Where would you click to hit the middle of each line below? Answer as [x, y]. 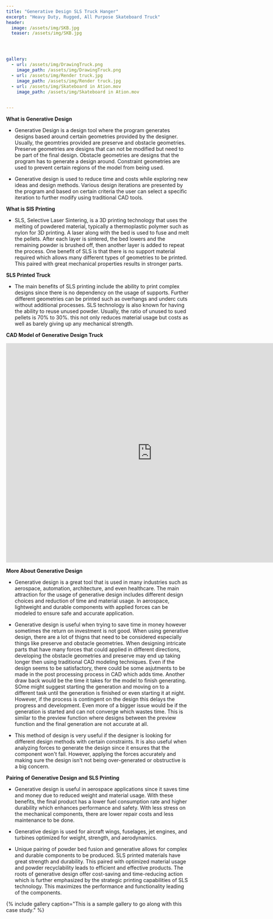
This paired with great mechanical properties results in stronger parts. [99, 264]
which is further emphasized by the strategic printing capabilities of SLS [101, 880]
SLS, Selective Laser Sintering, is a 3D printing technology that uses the [101, 221]
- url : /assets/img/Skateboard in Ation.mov [66, 86]
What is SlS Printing [31, 209]
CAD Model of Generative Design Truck [55, 335]
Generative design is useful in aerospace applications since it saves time [102, 789]
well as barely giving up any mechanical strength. [74, 324]
